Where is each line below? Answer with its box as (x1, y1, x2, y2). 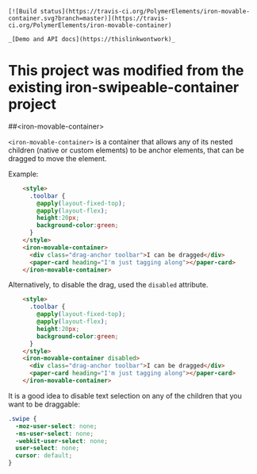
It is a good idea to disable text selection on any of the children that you (8, 391, 242, 400)
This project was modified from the (8, 62, 244, 79)
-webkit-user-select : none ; (15, 437, 109, 445)
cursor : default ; (15, 452, 73, 460)
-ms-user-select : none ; (15, 430, 94, 437)
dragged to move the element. (8, 153, 107, 163)
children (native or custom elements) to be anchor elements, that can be (8, 145, 244, 155)
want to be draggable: (8, 399, 81, 409)
